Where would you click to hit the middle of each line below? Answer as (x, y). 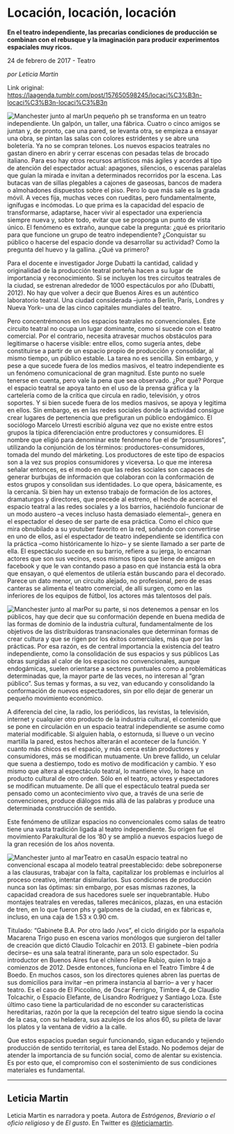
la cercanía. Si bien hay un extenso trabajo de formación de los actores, (110, 492)
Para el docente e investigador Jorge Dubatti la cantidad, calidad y (103, 263)
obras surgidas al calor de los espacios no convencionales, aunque (104, 661)
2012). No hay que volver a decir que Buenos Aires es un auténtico (103, 293)
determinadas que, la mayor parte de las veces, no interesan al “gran (106, 676)
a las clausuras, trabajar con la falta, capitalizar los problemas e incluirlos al (116, 872)
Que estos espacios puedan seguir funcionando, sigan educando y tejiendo (116, 1040)
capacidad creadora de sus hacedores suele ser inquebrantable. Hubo (109, 894)
